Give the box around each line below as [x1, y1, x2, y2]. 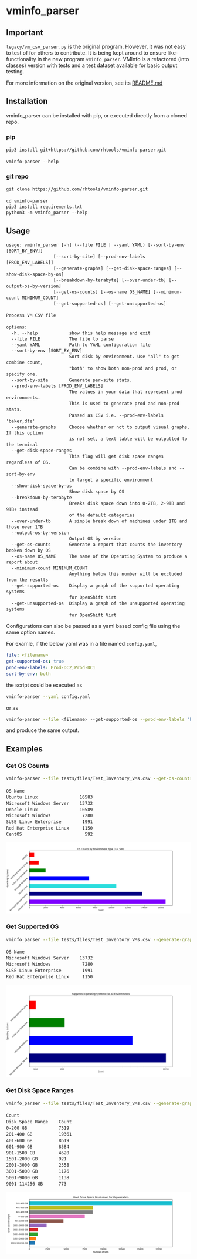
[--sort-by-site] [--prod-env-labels [53, 254, 145, 260]
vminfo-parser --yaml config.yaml [6, 693, 91, 700]
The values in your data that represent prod [69, 389, 182, 395]
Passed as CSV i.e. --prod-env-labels [69, 412, 164, 418]
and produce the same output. [6, 727, 79, 734]
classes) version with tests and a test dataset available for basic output [6, 62, 178, 69]
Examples [6, 744, 43, 754]
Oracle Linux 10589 [6, 807, 93, 813]
